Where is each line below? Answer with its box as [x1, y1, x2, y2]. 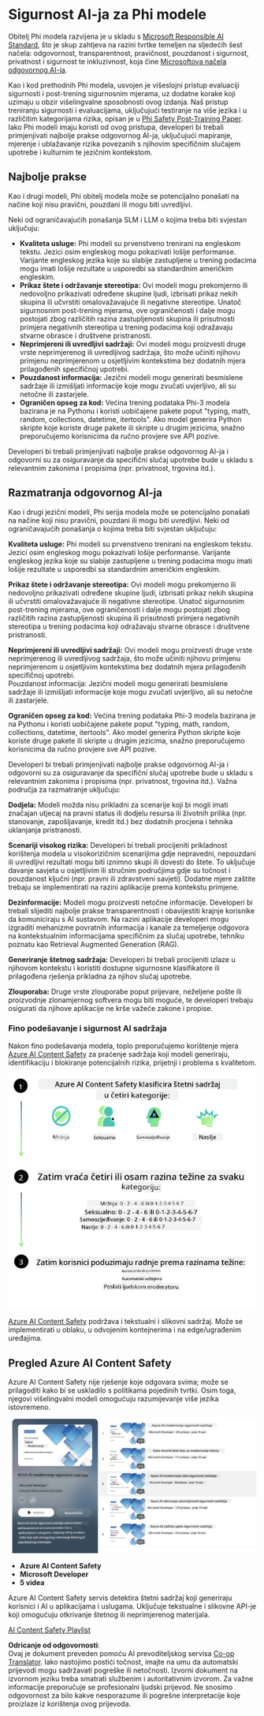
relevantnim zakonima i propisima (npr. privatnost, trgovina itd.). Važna [8, 776, 238, 785]
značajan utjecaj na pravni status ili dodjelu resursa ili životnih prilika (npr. [8, 808, 247, 818]
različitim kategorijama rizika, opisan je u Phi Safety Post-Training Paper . [8, 114, 243, 123]
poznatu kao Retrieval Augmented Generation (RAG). [8, 939, 180, 949]
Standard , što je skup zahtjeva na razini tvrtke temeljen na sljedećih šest [8, 39, 243, 49]
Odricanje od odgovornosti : [8, 1640, 100, 1650]
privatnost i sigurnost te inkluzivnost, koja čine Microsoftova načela [8, 57, 227, 66]
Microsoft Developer [19, 1569, 89, 1579]
